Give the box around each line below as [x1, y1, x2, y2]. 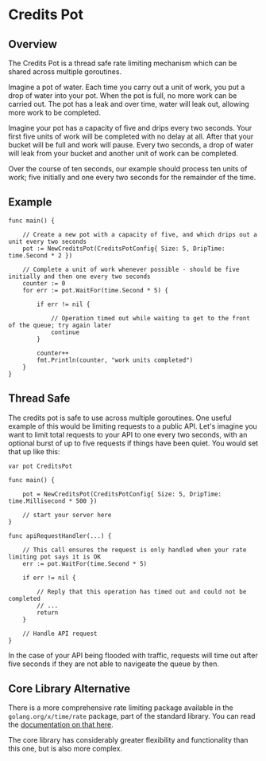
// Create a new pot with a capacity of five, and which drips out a [22, 230, 258, 238]
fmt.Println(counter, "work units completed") [37, 356, 194, 364]
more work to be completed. [8, 108, 101, 117]
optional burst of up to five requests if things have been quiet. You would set [8, 438, 259, 448]
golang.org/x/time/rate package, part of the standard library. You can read [8, 712, 256, 721]
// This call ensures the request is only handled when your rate [22, 546, 247, 554]
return [37, 608, 59, 617]
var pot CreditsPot [8, 462, 73, 470]
